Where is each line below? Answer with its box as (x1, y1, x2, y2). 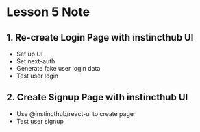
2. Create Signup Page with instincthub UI (6, 91, 188, 103)
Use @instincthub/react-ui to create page (16, 109, 134, 118)
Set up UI (16, 49, 43, 58)
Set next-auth (16, 57, 55, 65)
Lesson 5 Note (6, 4, 90, 20)
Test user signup (16, 117, 64, 125)
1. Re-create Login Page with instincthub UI (6, 32, 194, 43)
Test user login (16, 71, 59, 80)
